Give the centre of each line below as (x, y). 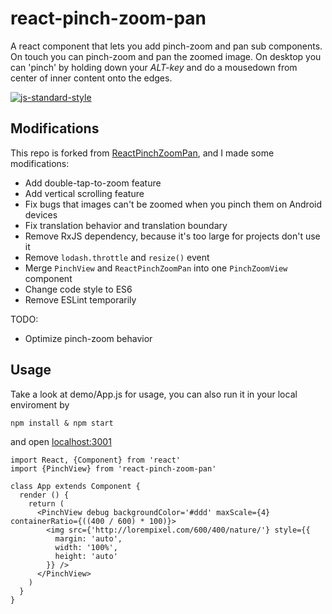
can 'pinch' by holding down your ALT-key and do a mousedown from (154, 67)
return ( (46, 503)
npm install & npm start (62, 423)
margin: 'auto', (88, 538)
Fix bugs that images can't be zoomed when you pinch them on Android (173, 204)
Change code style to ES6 (78, 289)
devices (41, 214)
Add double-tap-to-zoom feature (93, 183)
